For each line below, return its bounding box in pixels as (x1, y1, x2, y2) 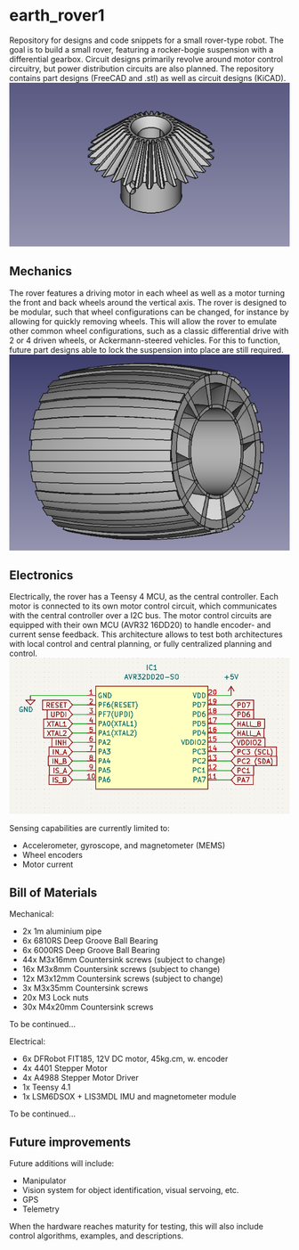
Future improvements (9, 1134, 132, 1149)
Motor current (21, 859, 74, 870)
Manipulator (21, 1175, 67, 1186)
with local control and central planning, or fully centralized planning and (9, 639, 272, 650)
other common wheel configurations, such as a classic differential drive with (9, 325, 289, 336)
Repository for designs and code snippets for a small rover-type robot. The (9, 35, 285, 45)
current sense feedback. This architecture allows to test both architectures (9, 629, 283, 640)
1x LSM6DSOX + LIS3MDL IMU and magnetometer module (21, 1091, 237, 1102)
